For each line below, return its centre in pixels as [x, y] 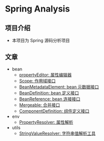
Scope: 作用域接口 [37, 81]
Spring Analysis [38, 9]
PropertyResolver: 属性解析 [46, 122]
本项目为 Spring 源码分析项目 [41, 40]
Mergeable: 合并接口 [39, 105]
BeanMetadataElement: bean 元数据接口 [59, 87]
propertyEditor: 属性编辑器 [45, 75]
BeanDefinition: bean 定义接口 [49, 93]
